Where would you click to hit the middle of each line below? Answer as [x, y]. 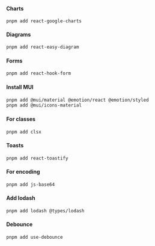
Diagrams [19, 34]
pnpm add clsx [24, 132]
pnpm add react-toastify [37, 158]
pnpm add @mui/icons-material [44, 105]
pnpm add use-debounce [35, 237]
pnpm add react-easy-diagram [43, 47]
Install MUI [20, 87]
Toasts [15, 145]
